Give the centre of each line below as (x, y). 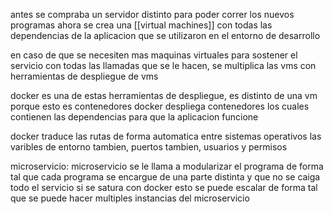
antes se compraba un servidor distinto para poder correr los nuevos (152, 14)
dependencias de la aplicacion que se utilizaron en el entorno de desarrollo (165, 35)
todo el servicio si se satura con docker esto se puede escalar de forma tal (164, 187)
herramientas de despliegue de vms (84, 76)
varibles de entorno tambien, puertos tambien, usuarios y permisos (149, 147)
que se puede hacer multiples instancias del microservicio (130, 198)
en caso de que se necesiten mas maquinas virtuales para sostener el (154, 55)
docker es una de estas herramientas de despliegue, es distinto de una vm (164, 95)
